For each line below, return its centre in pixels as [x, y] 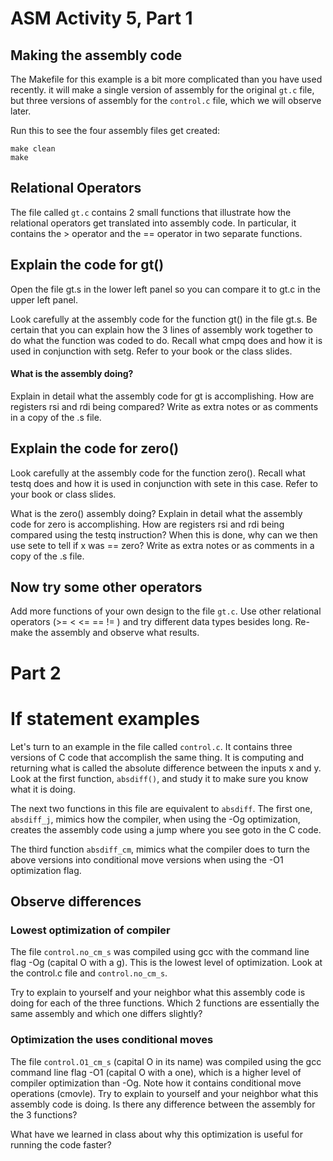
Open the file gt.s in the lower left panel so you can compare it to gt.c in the [165, 289]
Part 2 [36, 673]
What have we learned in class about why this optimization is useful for [157, 1134]
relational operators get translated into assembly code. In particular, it [153, 223]
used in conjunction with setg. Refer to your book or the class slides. [151, 351]
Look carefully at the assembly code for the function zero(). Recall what [158, 473]
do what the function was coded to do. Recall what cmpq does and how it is [166, 340]
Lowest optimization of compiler [90, 930]
